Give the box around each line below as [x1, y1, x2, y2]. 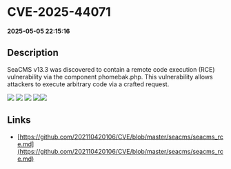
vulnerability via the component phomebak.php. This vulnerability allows [7, 72, 213, 81]
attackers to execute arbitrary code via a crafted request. [7, 80, 170, 88]
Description [7, 47, 59, 59]
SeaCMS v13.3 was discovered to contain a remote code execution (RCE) [7, 65, 215, 73]
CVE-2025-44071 [7, 4, 112, 20]
